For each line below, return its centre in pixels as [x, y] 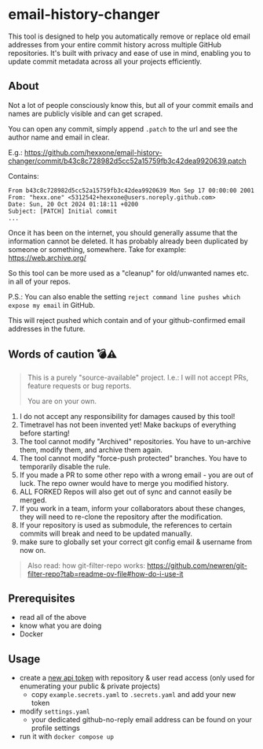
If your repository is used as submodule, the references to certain [126, 525]
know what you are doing [60, 626]
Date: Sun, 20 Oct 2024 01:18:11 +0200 [73, 204]
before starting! [45, 433]
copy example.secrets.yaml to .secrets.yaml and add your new [133, 695]
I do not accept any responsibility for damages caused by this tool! [127, 416]
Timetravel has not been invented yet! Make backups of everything [128, 425]
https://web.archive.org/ [47, 258]
